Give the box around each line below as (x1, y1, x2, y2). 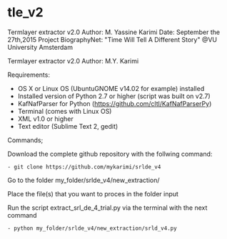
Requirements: (7, 70, 50, 79)
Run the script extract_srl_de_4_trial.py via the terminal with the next (7, 203, 208, 212)
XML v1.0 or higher (17, 115, 74, 123)
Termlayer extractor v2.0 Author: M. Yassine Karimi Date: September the (7, 28, 220, 36)
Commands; (7, 136, 44, 144)
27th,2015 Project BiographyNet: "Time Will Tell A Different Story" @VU (7, 35, 218, 43)
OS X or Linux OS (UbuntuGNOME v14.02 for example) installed (17, 84, 205, 92)
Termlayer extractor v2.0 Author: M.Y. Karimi (7, 56, 139, 65)
